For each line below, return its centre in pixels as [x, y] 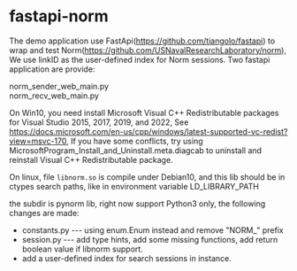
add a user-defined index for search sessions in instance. [126, 258]
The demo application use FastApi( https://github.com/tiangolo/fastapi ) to [142, 41]
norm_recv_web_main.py [54, 96]
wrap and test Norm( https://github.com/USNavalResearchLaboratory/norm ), [148, 50]
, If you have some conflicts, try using [134, 141]
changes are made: [44, 213]
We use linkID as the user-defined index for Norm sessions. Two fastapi [140, 59]
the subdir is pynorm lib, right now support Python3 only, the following [137, 203]
